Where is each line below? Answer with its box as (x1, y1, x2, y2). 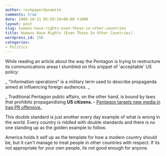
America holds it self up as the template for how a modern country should (5, 134, 157, 140)
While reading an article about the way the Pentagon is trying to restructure (5, 58, 160, 64)
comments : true (5, 12, 37, 17)
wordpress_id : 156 (5, 35, 43, 40)
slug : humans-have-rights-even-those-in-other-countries (5, 26, 126, 31)
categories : (5, 40, 30, 45)
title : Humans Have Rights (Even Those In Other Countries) (5, 30, 133, 35)
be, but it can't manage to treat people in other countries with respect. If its (5, 139, 160, 145)
